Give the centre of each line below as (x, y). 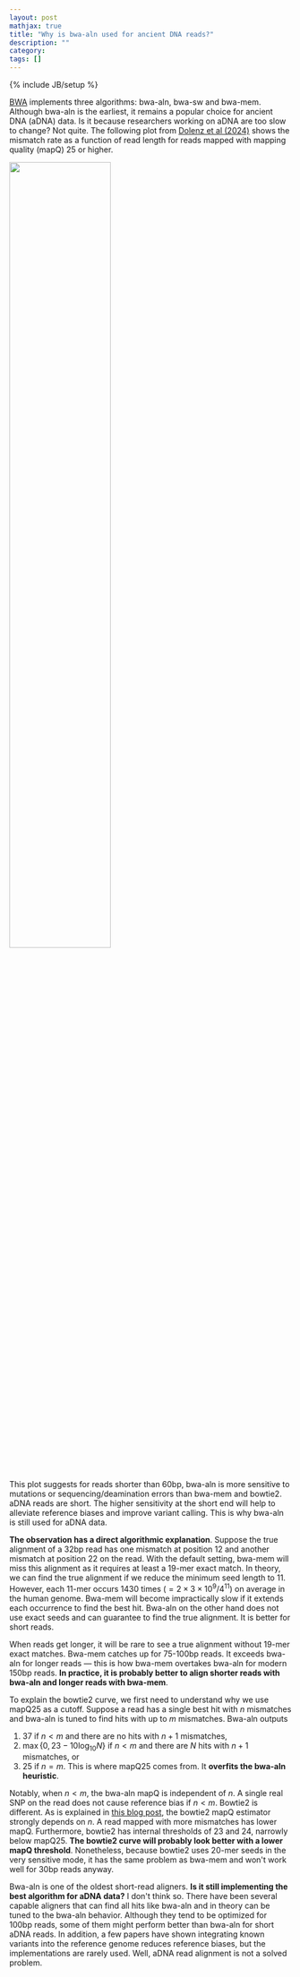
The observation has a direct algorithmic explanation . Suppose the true (144, 1540)
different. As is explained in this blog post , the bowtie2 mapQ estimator (140, 1812)
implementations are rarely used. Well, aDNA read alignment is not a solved (148, 1954)
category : (28, 51)
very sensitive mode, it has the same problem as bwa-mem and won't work (148, 1860)
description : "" (39, 43)
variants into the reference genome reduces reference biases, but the (137, 1944)
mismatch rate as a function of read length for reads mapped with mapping (148, 140)
